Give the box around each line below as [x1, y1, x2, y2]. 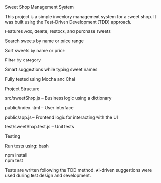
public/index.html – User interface [5, 105, 74, 110]
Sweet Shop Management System [5, 4, 74, 10]
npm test [5, 157, 23, 163]
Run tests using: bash [5, 143, 49, 149]
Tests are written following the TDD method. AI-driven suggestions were [5, 167, 152, 173]
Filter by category [5, 57, 41, 63]
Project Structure [5, 86, 40, 91]
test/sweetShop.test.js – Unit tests [5, 124, 75, 129]
